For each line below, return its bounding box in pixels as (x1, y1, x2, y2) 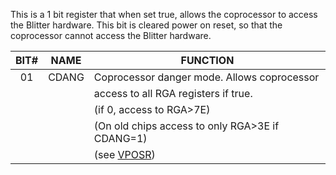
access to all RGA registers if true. (93, 87, 253, 100)
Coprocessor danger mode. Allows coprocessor (93, 70, 320, 84)
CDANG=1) (93, 132, 148, 145)
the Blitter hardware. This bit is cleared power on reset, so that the (10, 19, 283, 31)
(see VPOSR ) (93, 148, 156, 161)
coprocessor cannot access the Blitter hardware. (10, 30, 212, 41)
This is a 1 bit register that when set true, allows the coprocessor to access (10, 9, 318, 20)
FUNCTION (180, 54, 235, 67)
